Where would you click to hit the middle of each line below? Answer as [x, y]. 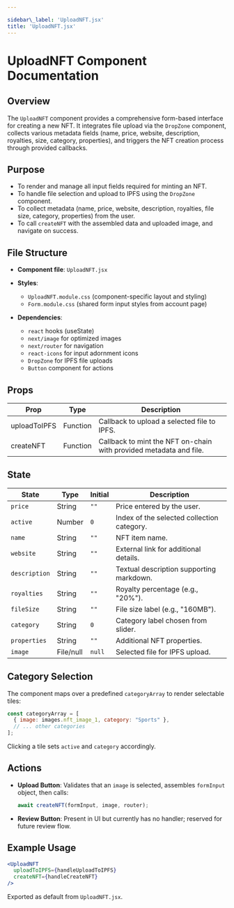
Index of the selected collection [167, 517]
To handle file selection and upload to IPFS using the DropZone [106, 194]
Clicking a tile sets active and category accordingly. [82, 746]
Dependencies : [40, 317]
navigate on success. [48, 231]
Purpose [26, 169]
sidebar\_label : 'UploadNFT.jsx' [56, 20]
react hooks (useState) [61, 331]
